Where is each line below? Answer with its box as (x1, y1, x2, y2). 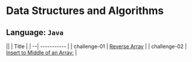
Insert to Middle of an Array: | (6, 49, 77, 56)
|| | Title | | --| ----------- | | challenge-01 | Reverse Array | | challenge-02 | (6, 43, 187, 50)
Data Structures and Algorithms (6, 4, 164, 18)
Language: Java (6, 27, 64, 37)
